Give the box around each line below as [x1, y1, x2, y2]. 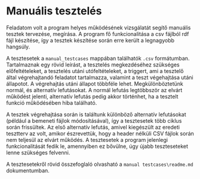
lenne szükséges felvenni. [6, 148, 70, 156]
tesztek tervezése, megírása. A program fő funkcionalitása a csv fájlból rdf [6, 30, 189, 37]
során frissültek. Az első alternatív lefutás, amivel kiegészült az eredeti [6, 123, 180, 131]
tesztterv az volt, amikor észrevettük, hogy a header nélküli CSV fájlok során [6, 130, 194, 137]
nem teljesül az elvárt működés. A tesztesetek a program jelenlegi [6, 136, 168, 143]
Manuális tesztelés [6, 4, 102, 18]
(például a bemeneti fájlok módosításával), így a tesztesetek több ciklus [6, 117, 182, 124]
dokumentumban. [6, 166, 50, 174]
